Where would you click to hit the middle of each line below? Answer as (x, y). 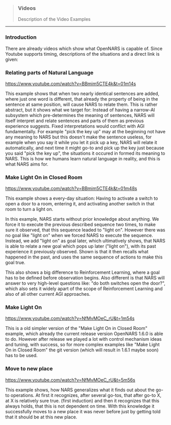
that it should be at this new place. (41, 417)
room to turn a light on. (29, 209)
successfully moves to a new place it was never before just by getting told (83, 411)
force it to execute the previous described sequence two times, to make (81, 225)
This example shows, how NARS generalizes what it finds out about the (80, 390)
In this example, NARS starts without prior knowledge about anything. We (82, 219)
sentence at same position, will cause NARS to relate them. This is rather (81, 104)
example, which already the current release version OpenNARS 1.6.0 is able (84, 334)
